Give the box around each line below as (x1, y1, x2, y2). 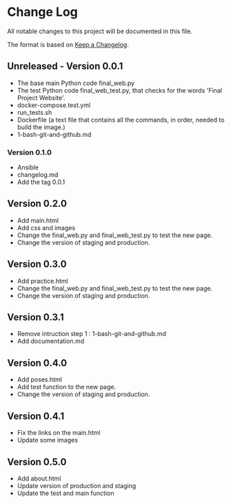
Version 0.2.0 (7, 198, 68, 209)
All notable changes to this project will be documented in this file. (7, 27, 193, 35)
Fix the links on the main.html (17, 429, 101, 437)
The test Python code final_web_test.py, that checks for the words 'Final (17, 86, 223, 94)
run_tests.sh (17, 108, 52, 116)
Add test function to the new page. (17, 383, 117, 391)
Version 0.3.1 (7, 312, 64, 324)
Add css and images (17, 223, 76, 232)
